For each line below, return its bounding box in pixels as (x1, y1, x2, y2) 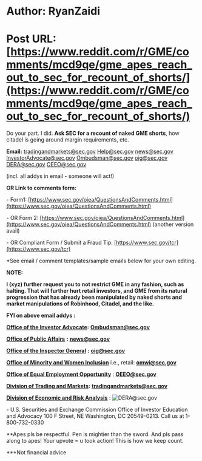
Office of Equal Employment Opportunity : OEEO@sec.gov (6, 371, 157, 378)
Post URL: (6, 32, 56, 46)
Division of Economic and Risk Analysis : (6, 394, 111, 401)
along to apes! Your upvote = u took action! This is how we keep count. (6, 437, 184, 445)
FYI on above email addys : (6, 312, 76, 319)
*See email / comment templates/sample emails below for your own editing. (6, 257, 197, 265)
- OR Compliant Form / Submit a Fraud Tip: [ (6, 239, 116, 247)
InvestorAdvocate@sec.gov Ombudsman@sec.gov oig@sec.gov (6, 154, 168, 162)
